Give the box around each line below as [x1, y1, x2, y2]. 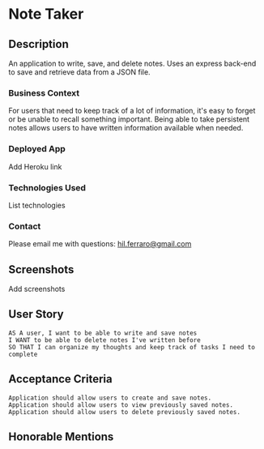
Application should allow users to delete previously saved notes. [8, 408, 241, 416]
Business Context [8, 87, 80, 98]
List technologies [8, 200, 66, 210]
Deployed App [8, 143, 66, 155]
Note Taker [8, 5, 84, 24]
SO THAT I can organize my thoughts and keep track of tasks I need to [8, 343, 255, 351]
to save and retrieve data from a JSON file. [8, 67, 151, 77]
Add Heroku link [8, 161, 62, 171]
